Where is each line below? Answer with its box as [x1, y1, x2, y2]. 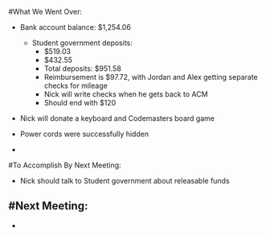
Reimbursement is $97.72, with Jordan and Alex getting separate [43, 72, 259, 81]
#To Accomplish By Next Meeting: [8, 160, 122, 170]
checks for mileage [43, 81, 108, 90]
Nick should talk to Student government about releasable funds [19, 176, 231, 185]
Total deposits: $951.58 [43, 64, 122, 73]
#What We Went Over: [8, 7, 83, 16]
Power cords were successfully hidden [19, 129, 149, 139]
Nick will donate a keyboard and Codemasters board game [19, 114, 215, 123]
